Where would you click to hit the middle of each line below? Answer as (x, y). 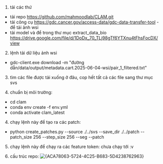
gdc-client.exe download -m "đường (47, 62)
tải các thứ (21, 7)
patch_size (21, 137)
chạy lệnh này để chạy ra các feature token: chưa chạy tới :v (72, 147)
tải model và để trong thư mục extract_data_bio (58, 33)
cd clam (18, 102)
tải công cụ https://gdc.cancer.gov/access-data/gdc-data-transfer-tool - (84, 22)
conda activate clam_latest (37, 112)
